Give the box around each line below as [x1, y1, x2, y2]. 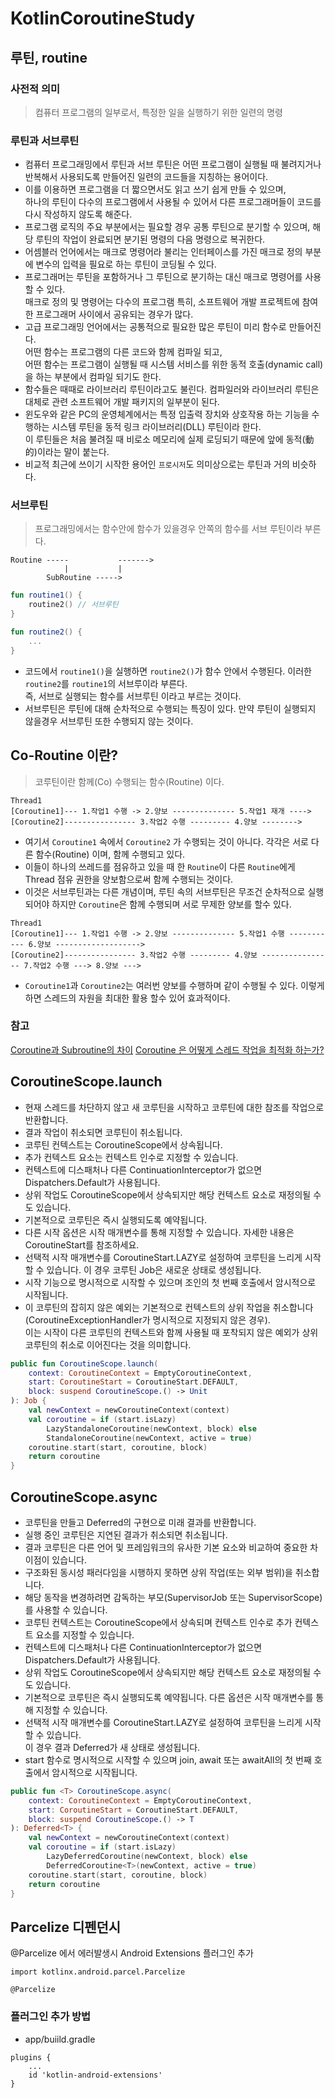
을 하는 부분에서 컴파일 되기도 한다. [24, 371, 162, 383]
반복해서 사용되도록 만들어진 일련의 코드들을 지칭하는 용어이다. [24, 171, 269, 183]
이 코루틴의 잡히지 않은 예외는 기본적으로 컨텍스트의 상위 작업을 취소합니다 [24, 1301, 314, 1313]
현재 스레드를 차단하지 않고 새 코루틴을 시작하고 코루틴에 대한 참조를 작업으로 [24, 1101, 325, 1113]
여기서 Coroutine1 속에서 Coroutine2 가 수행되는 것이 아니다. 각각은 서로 [24, 835, 309, 847]
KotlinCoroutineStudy [10, 7, 196, 30]
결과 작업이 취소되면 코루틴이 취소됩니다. [24, 1126, 183, 1138]
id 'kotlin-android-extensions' [28, 2070, 163, 2080]
